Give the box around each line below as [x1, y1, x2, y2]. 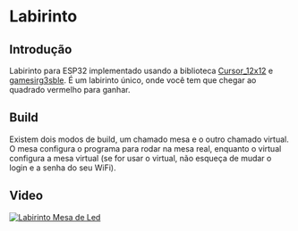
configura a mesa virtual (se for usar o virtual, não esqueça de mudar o [9, 153, 272, 163]
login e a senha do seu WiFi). [9, 162, 116, 173]
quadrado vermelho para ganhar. [9, 85, 131, 95]
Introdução [9, 42, 72, 57]
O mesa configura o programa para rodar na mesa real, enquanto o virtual [9, 143, 282, 153]
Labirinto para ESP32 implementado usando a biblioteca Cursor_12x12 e [9, 65, 274, 76]
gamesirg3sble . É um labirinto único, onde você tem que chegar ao [9, 75, 257, 86]
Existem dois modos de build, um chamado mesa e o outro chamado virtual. [9, 134, 289, 144]
